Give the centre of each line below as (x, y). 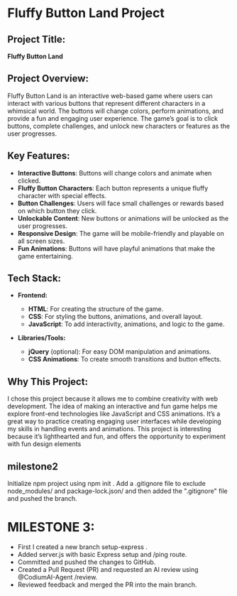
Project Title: (37, 39)
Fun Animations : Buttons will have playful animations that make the (116, 248)
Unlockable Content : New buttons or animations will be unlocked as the (123, 218)
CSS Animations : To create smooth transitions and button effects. (125, 359)
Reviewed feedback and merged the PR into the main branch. (107, 585)
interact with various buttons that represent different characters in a (106, 103)
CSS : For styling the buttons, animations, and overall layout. (116, 317)
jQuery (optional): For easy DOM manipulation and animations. (120, 352)
